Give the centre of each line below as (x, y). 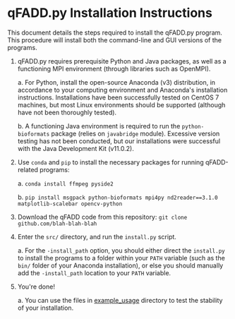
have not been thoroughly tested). (67, 112)
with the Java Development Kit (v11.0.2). (76, 148)
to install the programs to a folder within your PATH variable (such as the (121, 258)
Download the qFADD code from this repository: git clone (102, 217)
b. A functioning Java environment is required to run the (99, 126)
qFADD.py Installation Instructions (110, 13)
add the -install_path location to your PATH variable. (94, 272)
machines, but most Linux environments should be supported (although (121, 104)
